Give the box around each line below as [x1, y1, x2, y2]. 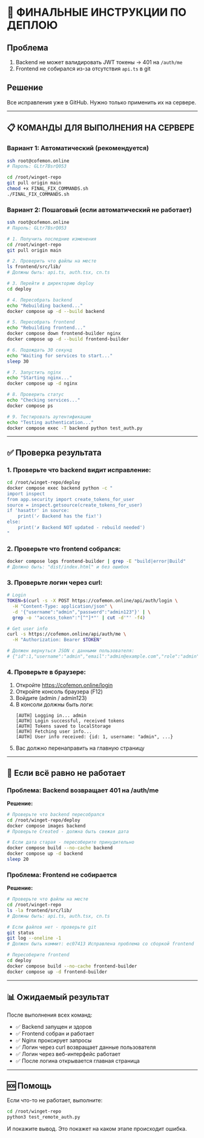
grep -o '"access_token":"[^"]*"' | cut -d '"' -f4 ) [12, 614, 146, 621]
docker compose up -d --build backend [7, 308, 105, 314]
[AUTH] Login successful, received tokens [15, 718, 125, 724]
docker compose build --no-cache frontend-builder [7, 963, 137, 969]
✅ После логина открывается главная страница [15, 1057, 140, 1064]
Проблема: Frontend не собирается [7, 870, 117, 879]
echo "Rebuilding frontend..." [7, 325, 86, 331]
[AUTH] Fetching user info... [15, 729, 93, 735]
